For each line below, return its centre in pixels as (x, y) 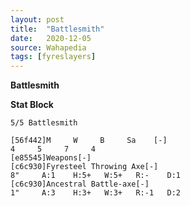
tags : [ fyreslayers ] (53, 57)
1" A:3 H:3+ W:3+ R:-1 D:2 (96, 193)
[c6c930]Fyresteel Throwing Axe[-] (84, 167)
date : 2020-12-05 (51, 38)
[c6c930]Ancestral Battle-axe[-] (80, 184)
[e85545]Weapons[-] (51, 158)
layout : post (37, 19)
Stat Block (32, 105)
